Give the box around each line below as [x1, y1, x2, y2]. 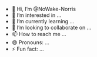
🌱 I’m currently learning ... [11, 18, 75, 24]
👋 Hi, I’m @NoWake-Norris [11, 6, 76, 12]
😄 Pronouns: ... [11, 39, 50, 46]
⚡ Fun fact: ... [11, 45, 44, 52]
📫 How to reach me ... [11, 31, 66, 37]
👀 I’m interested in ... [11, 12, 62, 19]
